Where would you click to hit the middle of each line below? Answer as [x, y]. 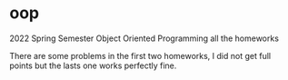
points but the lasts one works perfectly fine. [93, 65]
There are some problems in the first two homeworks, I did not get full [140, 55]
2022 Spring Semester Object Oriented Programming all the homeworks [144, 38]
